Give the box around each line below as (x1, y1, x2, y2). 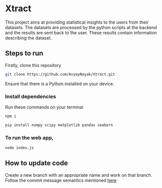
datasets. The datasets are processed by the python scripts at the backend (5, 24, 157, 30)
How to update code (5, 159, 68, 167)
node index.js (5, 145, 34, 150)
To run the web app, (5, 134, 54, 141)
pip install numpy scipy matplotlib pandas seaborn (5, 123, 113, 127)
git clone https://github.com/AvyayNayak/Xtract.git (5, 72, 115, 77)
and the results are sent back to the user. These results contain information (5, 30, 157, 35)
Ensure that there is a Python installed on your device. (5, 81, 114, 87)
